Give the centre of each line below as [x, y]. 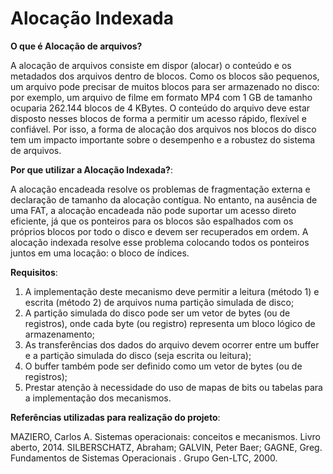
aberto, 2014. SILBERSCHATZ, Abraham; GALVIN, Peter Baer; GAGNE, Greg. [166, 447]
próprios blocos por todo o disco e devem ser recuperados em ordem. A [159, 231]
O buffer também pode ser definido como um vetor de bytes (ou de [163, 366]
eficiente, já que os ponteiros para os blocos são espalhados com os [152, 221]
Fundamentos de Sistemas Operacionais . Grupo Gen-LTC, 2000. [144, 458]
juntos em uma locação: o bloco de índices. [100, 253]
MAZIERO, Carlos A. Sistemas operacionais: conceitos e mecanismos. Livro [166, 436]
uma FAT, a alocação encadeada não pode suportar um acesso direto [153, 210]
